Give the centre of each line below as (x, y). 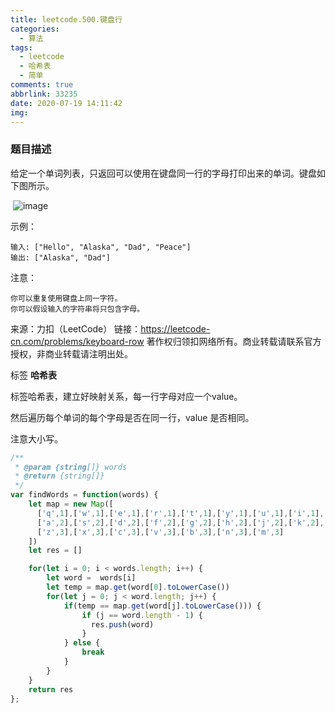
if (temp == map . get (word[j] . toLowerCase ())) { (162, 606)
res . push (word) (122, 624)
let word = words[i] (91, 578)
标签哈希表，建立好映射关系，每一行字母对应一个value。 (126, 396)
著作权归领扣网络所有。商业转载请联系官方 (234, 341)
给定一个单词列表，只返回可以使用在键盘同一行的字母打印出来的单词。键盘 (163, 173)
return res (51, 689)
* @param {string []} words (71, 467)
